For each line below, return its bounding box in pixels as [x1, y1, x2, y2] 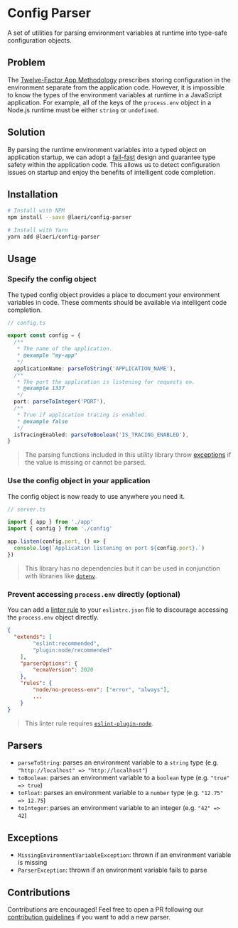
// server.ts [7, 506, 46, 513]
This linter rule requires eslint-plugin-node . [24, 719, 154, 728]
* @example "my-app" [16, 352, 78, 360]
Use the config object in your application [7, 476, 151, 486]
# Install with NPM [7, 207, 65, 215]
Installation [7, 188, 58, 200]
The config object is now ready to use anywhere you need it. [7, 492, 185, 500]
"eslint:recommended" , [33, 640, 100, 647]
